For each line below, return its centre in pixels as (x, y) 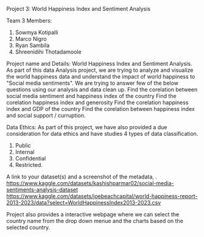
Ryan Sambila (32, 45)
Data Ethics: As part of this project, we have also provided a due (87, 127)
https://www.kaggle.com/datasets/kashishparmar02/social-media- (90, 183)
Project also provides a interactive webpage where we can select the (93, 214)
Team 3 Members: (29, 20)
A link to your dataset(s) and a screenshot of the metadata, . (82, 177)
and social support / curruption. (46, 115)
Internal (25, 152)
